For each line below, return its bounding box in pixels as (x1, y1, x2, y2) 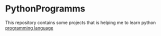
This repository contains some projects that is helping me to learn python (5, 19, 156, 25)
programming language (5, 24, 53, 30)
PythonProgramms (5, 3, 85, 14)
